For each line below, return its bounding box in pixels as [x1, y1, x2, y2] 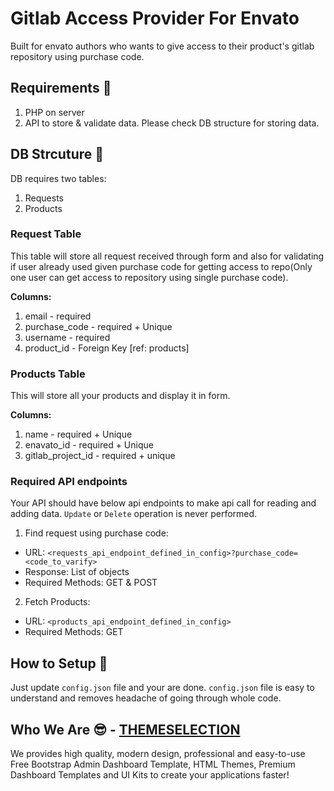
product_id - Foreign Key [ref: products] [24, 342, 190, 354]
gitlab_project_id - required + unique [24, 450, 176, 462]
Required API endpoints [10, 475, 128, 489]
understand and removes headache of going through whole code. [10, 692, 282, 704]
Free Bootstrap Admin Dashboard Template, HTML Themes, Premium [10, 758, 296, 771]
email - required [24, 310, 92, 322]
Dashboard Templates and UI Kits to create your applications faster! [10, 769, 290, 781]
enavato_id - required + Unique [24, 439, 154, 451]
